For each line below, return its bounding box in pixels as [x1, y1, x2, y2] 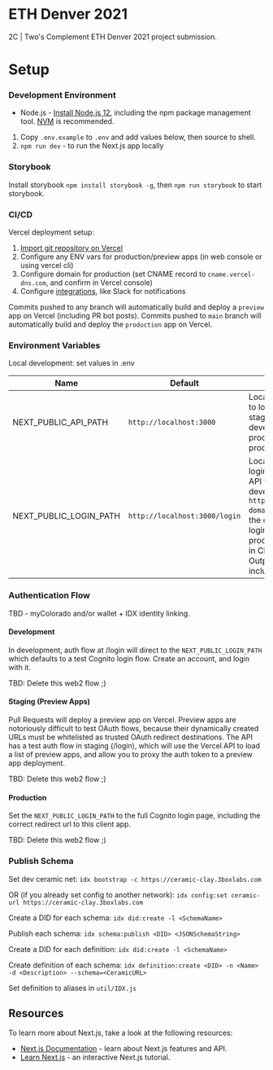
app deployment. [8, 758, 65, 768]
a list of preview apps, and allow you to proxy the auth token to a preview [8, 750, 253, 760]
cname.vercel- [207, 270, 256, 279]
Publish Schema [8, 856, 74, 867]
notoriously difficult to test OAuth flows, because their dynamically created [8, 724, 259, 734]
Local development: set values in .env [8, 358, 136, 368]
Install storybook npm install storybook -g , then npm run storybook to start [8, 180, 262, 190]
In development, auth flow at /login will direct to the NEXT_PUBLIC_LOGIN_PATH [8, 645, 262, 655]
